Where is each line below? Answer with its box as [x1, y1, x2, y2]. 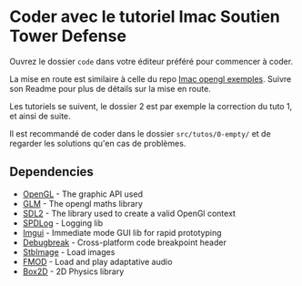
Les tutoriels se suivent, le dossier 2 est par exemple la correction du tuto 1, [9, 100, 293, 111]
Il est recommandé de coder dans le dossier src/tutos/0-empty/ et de [9, 128, 271, 138]
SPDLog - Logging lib [22, 217, 104, 229]
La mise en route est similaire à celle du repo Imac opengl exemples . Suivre [9, 73, 292, 84]
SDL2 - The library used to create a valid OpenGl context [22, 208, 237, 219]
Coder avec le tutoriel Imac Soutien [9, 6, 280, 27]
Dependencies [9, 164, 94, 179]
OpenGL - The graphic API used [22, 189, 144, 199]
